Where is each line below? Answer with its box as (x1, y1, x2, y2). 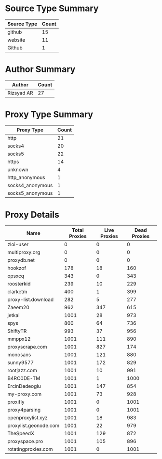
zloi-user (7, 241, 29, 248)
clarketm (7, 288, 27, 295)
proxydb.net (7, 256, 35, 263)
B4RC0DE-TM (7, 375, 40, 381)
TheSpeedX (7, 430, 35, 437)
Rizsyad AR (7, 89, 33, 96)
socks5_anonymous (7, 190, 53, 196)
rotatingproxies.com (7, 445, 53, 452)
